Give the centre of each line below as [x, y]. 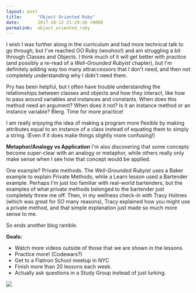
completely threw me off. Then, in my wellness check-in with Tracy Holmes [97, 195]
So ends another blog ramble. [42, 225]
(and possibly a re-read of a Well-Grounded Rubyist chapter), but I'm [89, 63]
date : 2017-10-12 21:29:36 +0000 [55, 22]
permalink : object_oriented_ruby [48, 28]
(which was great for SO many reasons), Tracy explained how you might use [98, 202]
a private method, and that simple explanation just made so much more [92, 208]
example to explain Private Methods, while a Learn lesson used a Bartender [97, 177]
